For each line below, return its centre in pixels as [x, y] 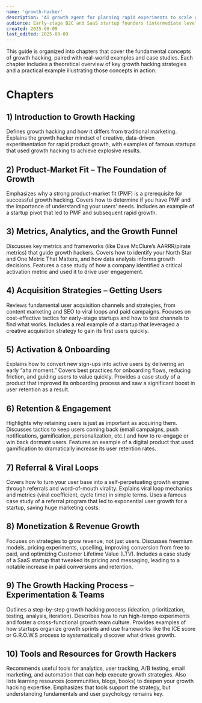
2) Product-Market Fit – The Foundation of [87, 169]
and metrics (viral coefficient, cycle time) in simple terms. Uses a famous [96, 495]
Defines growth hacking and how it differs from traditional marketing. [92, 132]
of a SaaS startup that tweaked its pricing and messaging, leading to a [93, 560]
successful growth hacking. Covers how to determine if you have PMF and [99, 200]
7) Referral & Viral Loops [53, 467]
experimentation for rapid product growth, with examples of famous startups [101, 144]
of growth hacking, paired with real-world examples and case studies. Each [100, 58]
